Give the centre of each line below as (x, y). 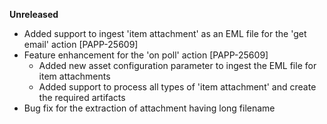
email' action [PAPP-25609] (81, 44)
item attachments (74, 76)
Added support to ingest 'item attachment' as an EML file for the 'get (165, 33)
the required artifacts (82, 97)
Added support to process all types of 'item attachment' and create (177, 87)
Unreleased (34, 14)
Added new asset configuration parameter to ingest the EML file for (177, 65)
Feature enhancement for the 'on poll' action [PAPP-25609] (146, 55)
